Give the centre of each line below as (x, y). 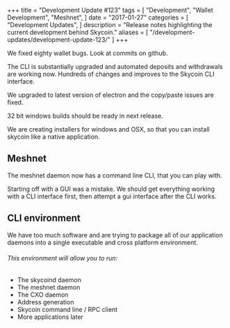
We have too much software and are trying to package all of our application (115, 235)
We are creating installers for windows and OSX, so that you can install (108, 129)
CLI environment (44, 218)
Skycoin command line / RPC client (67, 309)
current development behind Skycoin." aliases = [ (78, 32)
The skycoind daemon (49, 280)
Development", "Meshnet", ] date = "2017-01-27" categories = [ (98, 17)
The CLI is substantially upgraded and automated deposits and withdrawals (115, 67)
